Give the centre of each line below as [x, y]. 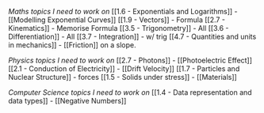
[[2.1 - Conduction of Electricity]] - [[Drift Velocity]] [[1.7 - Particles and [124, 69]
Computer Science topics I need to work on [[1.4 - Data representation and [130, 92]
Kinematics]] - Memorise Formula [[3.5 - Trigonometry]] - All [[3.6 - [119, 28]
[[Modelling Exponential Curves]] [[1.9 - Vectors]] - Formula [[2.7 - [117, 20]
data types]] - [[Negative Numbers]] [67, 101]
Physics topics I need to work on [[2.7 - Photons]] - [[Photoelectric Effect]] [130, 60]
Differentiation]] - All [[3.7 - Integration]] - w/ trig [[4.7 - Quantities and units [132, 36]
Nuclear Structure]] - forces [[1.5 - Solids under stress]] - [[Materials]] [123, 77]
